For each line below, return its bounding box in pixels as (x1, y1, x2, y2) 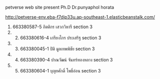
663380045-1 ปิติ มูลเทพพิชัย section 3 (20, 46, 95, 52)
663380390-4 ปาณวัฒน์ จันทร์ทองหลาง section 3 (20, 57, 113, 62)
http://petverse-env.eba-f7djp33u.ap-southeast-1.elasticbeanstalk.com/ (5, 14, 155, 20)
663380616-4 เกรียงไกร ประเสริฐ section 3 (20, 35, 101, 41)
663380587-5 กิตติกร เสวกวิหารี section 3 (12, 24, 93, 30)
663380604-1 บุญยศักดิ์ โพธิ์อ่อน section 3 (20, 68, 101, 73)
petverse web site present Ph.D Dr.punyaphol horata (5, 5, 115, 10)
